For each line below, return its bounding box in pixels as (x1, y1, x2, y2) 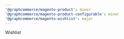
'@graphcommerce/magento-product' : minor (5, 7, 91, 12)
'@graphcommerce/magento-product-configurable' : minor (5, 12, 120, 17)
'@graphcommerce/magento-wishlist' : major (5, 16, 93, 21)
